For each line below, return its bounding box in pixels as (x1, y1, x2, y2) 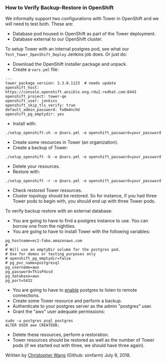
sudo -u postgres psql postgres (5, 318, 73, 324)
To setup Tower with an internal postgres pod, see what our (5, 46, 129, 52)
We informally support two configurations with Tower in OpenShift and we (5, 16, 159, 22)
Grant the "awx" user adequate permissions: (12, 308, 105, 315)
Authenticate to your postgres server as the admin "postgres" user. (12, 303, 152, 309)
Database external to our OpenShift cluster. (12, 36, 102, 42)
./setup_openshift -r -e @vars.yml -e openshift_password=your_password (5, 179, 161, 184)
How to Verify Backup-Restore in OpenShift (5, 4, 114, 11)
